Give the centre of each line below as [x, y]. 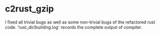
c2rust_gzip [29, 9]
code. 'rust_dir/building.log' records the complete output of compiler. [74, 27]
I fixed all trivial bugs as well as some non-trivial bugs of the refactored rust [80, 22]
